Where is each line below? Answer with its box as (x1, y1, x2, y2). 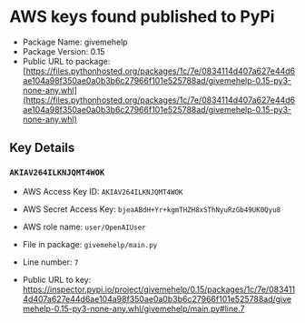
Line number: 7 (22, 257, 79, 267)
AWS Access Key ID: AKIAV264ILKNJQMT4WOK (22, 186, 183, 197)
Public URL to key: (22, 274, 92, 285)
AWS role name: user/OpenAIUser (22, 221, 147, 232)
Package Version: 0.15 (22, 45, 105, 56)
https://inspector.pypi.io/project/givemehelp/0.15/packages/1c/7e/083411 (22, 284, 296, 295)
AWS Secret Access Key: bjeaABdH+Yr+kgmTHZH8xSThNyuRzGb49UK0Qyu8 (22, 203, 281, 215)
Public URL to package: (22, 56, 111, 66)
